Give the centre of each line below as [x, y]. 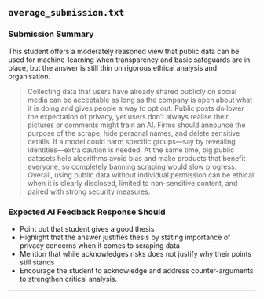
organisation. [29, 76]
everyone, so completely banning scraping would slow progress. [132, 166]
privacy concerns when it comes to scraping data [100, 245]
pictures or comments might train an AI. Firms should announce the [136, 125]
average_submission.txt [66, 13]
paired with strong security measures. [89, 191]
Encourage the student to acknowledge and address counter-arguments [136, 270]
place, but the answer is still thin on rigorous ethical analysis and [113, 67]
